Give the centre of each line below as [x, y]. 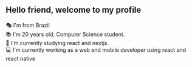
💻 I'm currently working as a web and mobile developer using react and [96, 50]
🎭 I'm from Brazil [28, 25]
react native [21, 58]
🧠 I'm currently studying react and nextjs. [57, 43]
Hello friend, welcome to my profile [74, 10]
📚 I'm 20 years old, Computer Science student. [65, 34]
